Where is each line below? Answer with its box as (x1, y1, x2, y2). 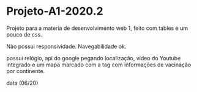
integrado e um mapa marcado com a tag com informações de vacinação (6, 61, 191, 68)
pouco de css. (6, 30, 43, 38)
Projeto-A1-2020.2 (6, 4, 103, 18)
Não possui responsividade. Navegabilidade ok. (6, 43, 127, 50)
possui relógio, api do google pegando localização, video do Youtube (6, 54, 181, 62)
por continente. (6, 67, 45, 74)
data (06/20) (6, 79, 39, 87)
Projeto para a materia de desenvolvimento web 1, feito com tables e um (6, 24, 188, 32)
